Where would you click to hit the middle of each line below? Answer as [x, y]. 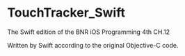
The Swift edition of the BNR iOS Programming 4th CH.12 [89, 32]
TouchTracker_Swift [66, 13]
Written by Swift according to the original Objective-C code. [93, 45]
